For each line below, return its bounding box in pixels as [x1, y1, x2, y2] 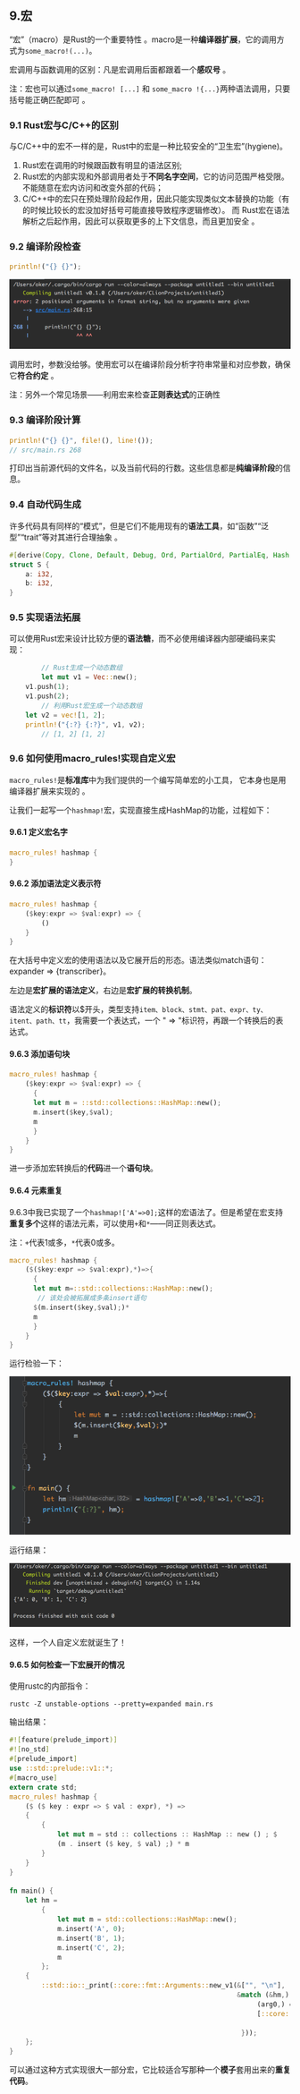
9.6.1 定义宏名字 [9, 827, 69, 838]
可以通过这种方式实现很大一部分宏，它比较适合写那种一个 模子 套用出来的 [9, 2064, 275, 2075]
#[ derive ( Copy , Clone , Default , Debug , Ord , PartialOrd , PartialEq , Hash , [9, 550, 294, 559]
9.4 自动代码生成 [9, 498, 82, 511]
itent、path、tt [9, 1017, 67, 1026]
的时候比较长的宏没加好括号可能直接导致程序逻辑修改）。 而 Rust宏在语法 [21, 205, 290, 216]
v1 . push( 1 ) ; [25, 683, 70, 692]
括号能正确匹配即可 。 [9, 94, 90, 105]
